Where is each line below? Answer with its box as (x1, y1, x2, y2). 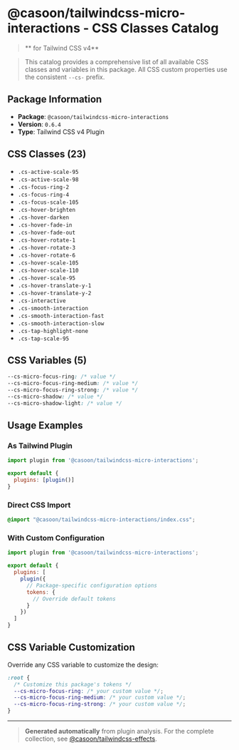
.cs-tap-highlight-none (17, 327, 89, 334)
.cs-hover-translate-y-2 (17, 289, 92, 297)
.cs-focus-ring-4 (17, 191, 70, 198)
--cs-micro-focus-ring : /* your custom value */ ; (14, 687, 164, 694)
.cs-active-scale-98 (17, 176, 79, 183)
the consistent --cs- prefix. (24, 73, 105, 81)
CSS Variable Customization (7, 642, 135, 654)
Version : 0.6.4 (17, 120, 62, 128)
